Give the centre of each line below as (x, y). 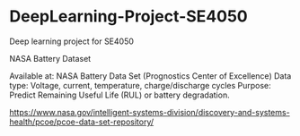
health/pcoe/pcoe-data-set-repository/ (82, 122)
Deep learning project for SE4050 (72, 41)
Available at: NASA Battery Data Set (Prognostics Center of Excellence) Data (150, 76)
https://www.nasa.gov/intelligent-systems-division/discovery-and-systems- (150, 112)
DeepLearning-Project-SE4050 (129, 17)
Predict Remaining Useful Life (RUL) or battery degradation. (120, 95)
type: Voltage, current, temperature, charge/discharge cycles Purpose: (140, 85)
